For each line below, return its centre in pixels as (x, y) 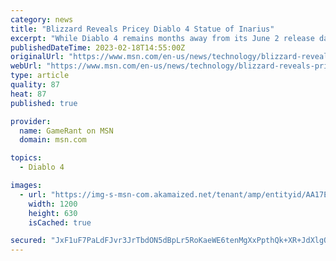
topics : (26, 158)
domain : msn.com (53, 140)
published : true (44, 103)
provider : (31, 121)
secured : (28, 241)
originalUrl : (37, 57)
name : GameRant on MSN (66, 131)
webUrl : (26, 66)
